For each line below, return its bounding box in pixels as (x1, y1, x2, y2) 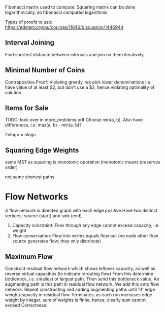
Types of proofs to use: (5, 19, 53, 25)
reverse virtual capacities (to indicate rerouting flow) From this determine (5, 271, 154, 276)
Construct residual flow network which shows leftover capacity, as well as (5, 266, 156, 271)
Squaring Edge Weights (5, 146, 79, 155)
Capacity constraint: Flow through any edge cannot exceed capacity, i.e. (12, 222, 160, 229)
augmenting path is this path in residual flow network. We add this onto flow (5, 281, 160, 287)
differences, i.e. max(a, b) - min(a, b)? (5, 122, 82, 128)
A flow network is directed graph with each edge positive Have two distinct (5, 207, 158, 214)
